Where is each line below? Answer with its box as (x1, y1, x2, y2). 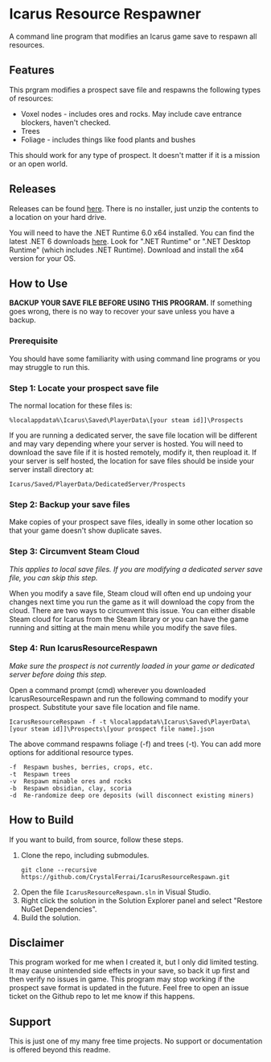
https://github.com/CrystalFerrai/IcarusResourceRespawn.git (20, 873, 231, 881)
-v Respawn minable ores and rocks (9, 777, 132, 786)
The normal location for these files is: (9, 400, 133, 410)
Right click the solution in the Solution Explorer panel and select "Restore (20, 895, 263, 905)
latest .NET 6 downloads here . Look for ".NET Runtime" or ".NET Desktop (9, 236, 252, 246)
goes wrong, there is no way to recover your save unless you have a (9, 307, 236, 317)
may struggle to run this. (9, 362, 91, 371)
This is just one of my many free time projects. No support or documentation (9, 1036, 263, 1046)
